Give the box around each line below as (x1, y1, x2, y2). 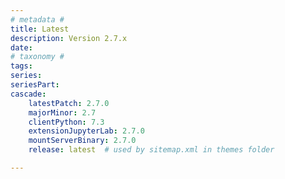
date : (10, 42, 33, 53)
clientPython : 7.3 (28, 117, 105, 127)
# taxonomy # (10, 52, 65, 62)
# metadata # (10, 14, 65, 25)
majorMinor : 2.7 (28, 107, 97, 118)
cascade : (10, 89, 47, 99)
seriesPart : (10, 80, 60, 90)
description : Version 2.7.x (10, 33, 128, 43)
